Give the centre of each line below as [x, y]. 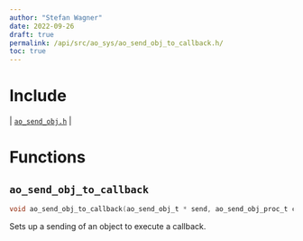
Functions [47, 158]
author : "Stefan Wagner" [56, 18]
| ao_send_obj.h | [41, 121]
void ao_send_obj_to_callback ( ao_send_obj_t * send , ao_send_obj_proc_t [149, 209]
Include [38, 96]
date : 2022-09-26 [42, 26]
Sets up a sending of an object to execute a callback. [108, 226]
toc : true [28, 51]
